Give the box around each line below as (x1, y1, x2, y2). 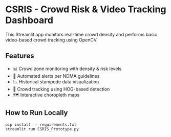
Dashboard (5, 14, 54, 26)
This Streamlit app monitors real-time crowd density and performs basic (5, 31, 158, 37)
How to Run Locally (5, 108, 68, 117)
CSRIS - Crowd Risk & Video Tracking (5, 4, 166, 15)
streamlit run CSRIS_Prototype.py (5, 127, 79, 132)
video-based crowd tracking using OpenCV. (5, 37, 98, 43)
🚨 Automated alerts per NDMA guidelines (12, 73, 100, 79)
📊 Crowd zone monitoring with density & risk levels (12, 65, 122, 72)
